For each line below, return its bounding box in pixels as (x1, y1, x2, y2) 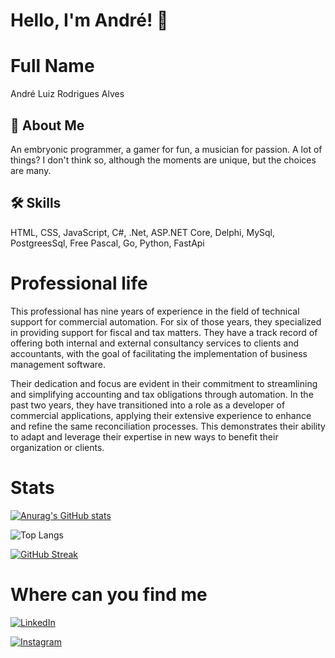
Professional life (10, 272, 148, 294)
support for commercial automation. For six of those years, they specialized (10, 315, 322, 328)
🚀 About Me (10, 117, 85, 134)
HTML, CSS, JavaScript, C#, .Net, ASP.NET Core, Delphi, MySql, (10, 226, 276, 238)
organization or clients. (10, 441, 105, 453)
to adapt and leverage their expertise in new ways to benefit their (10, 430, 279, 443)
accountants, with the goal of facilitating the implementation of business (10, 347, 308, 359)
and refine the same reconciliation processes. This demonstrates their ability (10, 420, 326, 432)
